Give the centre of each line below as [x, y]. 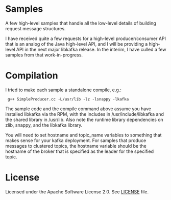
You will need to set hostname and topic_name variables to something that [83, 135]
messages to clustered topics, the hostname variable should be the [76, 146]
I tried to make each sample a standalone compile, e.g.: [63, 90]
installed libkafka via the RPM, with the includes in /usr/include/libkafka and [85, 114]
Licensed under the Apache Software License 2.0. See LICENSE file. [77, 192]
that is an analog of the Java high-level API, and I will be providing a [77, 44]
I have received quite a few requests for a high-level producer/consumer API [86, 38]
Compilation [32, 76]
